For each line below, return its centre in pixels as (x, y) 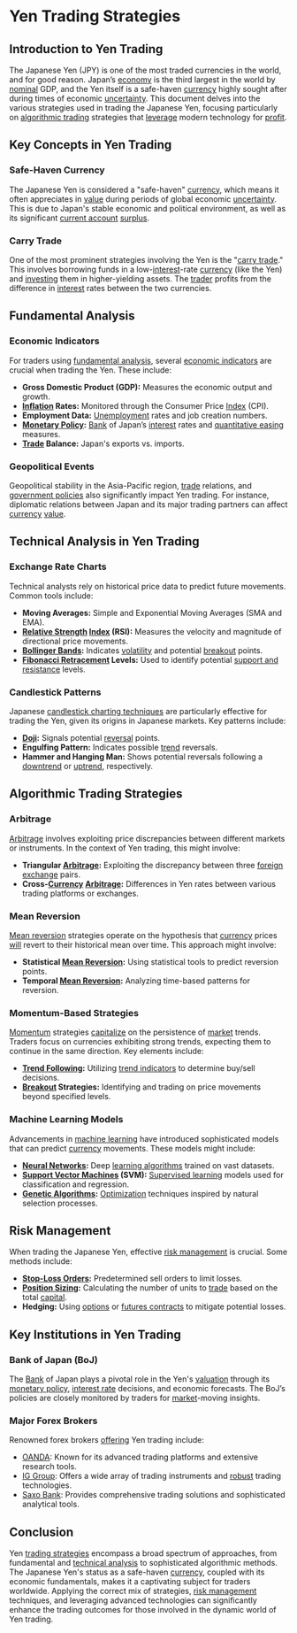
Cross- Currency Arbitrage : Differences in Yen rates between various (149, 883)
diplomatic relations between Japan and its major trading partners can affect (148, 504)
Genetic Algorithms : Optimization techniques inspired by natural (140, 1193)
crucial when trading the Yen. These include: (91, 370)
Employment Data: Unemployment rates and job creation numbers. (145, 415)
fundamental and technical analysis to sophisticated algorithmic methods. (144, 1563)
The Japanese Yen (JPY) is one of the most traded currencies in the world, (145, 70)
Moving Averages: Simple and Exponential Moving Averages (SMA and (152, 612)
